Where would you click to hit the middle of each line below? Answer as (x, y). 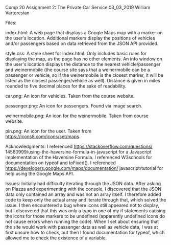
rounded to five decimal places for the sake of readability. (66, 86)
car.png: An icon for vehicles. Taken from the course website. (70, 96)
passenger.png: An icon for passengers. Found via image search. (74, 106)
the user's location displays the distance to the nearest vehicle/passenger (83, 64)
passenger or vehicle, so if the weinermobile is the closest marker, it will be (84, 75)
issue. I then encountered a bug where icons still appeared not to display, (82, 205)
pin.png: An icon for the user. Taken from (48, 131)
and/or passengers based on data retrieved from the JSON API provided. (82, 43)
